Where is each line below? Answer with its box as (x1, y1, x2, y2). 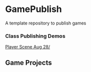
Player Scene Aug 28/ (5, 44, 50, 50)
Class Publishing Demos (5, 32, 66, 39)
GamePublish (5, 3, 62, 15)
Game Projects (5, 58, 52, 67)
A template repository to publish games (5, 20, 86, 26)
